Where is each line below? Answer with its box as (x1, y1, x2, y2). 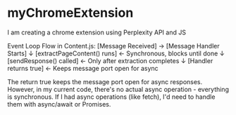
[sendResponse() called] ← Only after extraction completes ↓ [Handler (7, 56, 213, 65)
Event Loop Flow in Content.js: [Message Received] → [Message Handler (7, 41, 220, 50)
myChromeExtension (7, 5, 134, 21)
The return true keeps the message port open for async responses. (7, 77, 203, 86)
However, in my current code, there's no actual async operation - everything (7, 85, 229, 93)
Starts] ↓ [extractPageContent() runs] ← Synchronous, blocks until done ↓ (7, 49, 225, 57)
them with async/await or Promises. (7, 100, 111, 108)
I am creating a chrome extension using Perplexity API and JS (7, 28, 187, 36)
